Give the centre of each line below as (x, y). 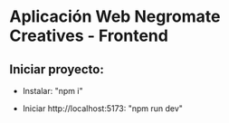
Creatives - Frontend (89, 36)
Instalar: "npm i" (52, 91)
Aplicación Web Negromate (115, 17)
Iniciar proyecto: (57, 69)
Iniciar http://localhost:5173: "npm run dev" (103, 109)
